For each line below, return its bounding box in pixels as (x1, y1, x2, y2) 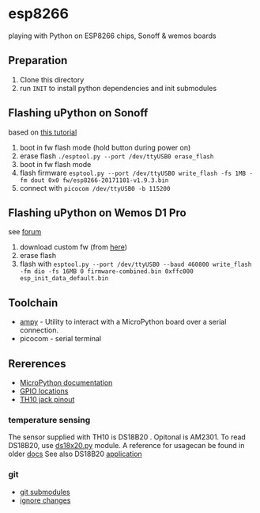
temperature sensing (8, 414, 91, 425)
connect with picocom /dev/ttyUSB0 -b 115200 (19, 183, 171, 192)
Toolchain (8, 296, 58, 310)
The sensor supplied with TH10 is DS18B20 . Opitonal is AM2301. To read (8, 432, 247, 442)
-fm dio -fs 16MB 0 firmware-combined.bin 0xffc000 (19, 268, 194, 275)
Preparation (8, 54, 68, 67)
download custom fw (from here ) (19, 242, 128, 252)
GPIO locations (19, 386, 69, 396)
